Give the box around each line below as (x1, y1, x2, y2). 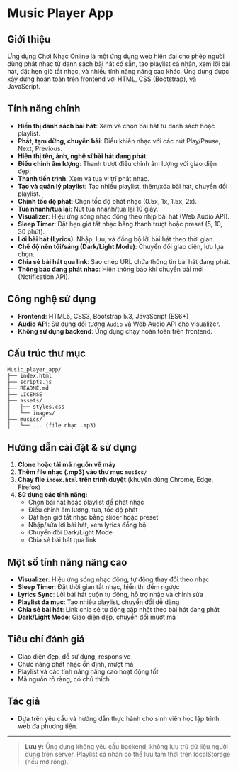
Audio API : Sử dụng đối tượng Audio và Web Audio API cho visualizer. (17, 319, 221, 328)
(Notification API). (17, 272, 70, 281)
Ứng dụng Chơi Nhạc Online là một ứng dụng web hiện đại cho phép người (7, 52, 225, 60)
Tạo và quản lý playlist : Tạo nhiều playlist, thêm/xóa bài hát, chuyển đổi (17, 182, 228, 190)
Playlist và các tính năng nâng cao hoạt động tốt (17, 667, 159, 676)
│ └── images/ (7, 410, 55, 417)
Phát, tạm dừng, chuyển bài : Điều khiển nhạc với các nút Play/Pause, (17, 136, 221, 145)
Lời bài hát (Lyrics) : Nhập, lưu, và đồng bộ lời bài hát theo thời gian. (17, 234, 215, 243)
